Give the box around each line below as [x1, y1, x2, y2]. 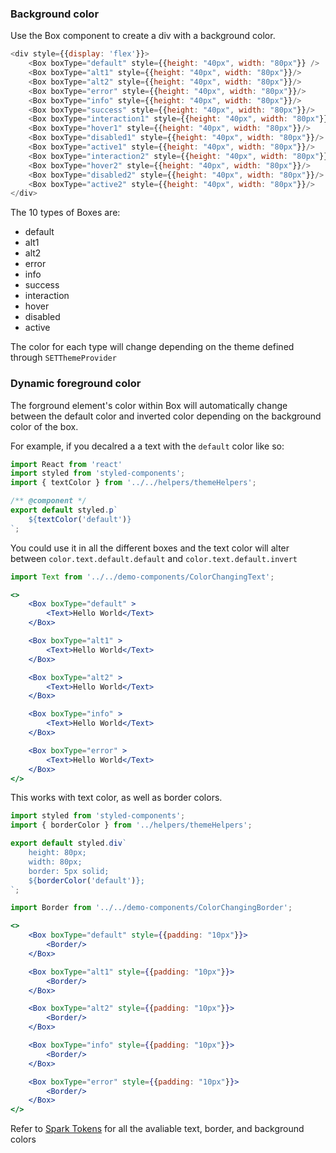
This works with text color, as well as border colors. [10, 792, 223, 804]
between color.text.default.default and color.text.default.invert [10, 552, 298, 564]
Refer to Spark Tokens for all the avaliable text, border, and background [10, 1123, 305, 1135]
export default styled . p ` [10, 505, 118, 516]
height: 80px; [28, 848, 87, 858]
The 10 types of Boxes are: [10, 207, 121, 219]
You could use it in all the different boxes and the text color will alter [10, 542, 290, 554]
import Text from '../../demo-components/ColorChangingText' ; [10, 572, 275, 582]
